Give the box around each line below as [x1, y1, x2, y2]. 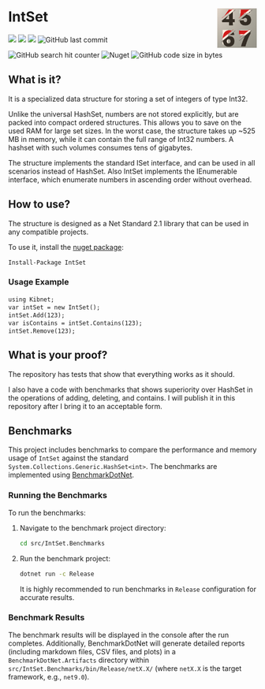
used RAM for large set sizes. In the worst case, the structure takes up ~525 [8, 126, 256, 136]
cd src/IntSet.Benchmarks [19, 539, 105, 547]
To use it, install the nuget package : [8, 242, 124, 251]
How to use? [8, 198, 71, 211]
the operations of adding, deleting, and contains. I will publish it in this [8, 393, 236, 402]
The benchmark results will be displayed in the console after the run [8, 630, 230, 639]
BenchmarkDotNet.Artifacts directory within [8, 655, 150, 665]
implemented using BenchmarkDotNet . [8, 470, 135, 480]
